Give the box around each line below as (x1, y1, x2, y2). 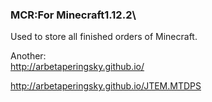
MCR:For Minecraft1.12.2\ (10, 8, 137, 22)
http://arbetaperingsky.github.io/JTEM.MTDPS (10, 80, 202, 92)
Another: (10, 50, 47, 62)
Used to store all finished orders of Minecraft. (10, 31, 198, 43)
